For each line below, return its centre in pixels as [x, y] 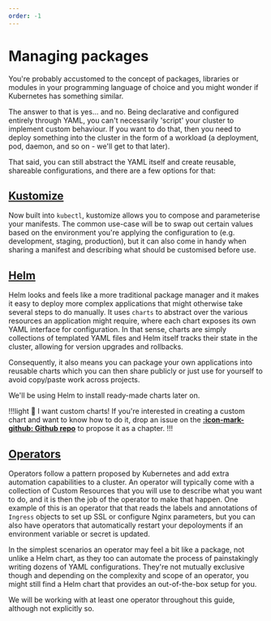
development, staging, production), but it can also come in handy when [127, 241]
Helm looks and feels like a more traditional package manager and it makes [134, 295]
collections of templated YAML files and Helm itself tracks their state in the [133, 339]
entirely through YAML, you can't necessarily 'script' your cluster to [121, 120]
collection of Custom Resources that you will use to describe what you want [135, 491]
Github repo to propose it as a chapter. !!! [104, 429]
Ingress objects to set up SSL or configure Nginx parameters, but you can [132, 517]
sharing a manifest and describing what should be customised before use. [133, 250]
